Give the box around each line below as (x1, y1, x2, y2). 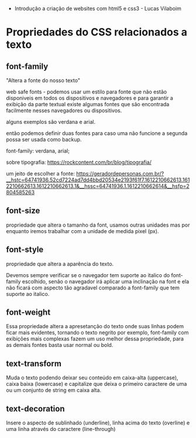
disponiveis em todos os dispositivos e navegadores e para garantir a (6, 95, 174, 102)
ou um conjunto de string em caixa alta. (6, 387, 101, 394)
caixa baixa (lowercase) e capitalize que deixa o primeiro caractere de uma (6, 380, 187, 388)
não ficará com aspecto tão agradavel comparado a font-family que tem (6, 284, 180, 291)
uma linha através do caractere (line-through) (6, 426, 116, 433)
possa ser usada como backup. (6, 136, 82, 143)
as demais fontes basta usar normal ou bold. (6, 342, 114, 349)
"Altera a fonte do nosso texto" (6, 77, 81, 84)
